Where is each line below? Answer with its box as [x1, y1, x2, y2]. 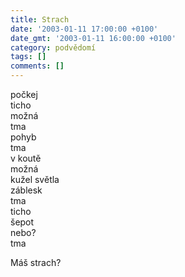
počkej [10, 89, 38, 100]
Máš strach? [10, 257, 62, 268]
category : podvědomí [10, 42, 97, 53]
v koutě [10, 152, 42, 164]
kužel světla [10, 174, 60, 185]
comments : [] [10, 61, 65, 71]
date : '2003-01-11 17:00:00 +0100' [10, 24, 159, 34]
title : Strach [10, 14, 70, 25]
